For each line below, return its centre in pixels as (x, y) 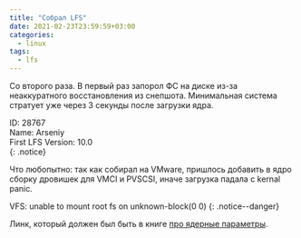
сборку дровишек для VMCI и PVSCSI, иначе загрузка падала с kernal (145, 179)
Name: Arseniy (37, 132)
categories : (32, 35)
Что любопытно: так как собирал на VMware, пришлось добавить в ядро (150, 169)
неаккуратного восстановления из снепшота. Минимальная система (144, 95)
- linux (32, 43)
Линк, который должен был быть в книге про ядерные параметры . (139, 224)
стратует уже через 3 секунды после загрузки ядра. (112, 105)
